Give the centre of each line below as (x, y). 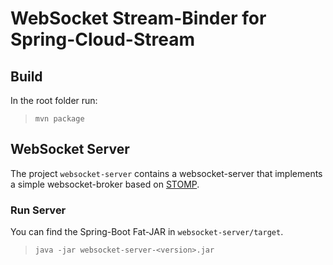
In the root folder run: (54, 100)
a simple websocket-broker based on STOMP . (105, 184)
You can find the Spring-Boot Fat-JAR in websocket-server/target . (147, 232)
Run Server (38, 210)
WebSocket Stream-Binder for (138, 18)
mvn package (59, 119)
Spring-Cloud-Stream (103, 39)
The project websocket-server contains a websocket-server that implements (166, 173)
